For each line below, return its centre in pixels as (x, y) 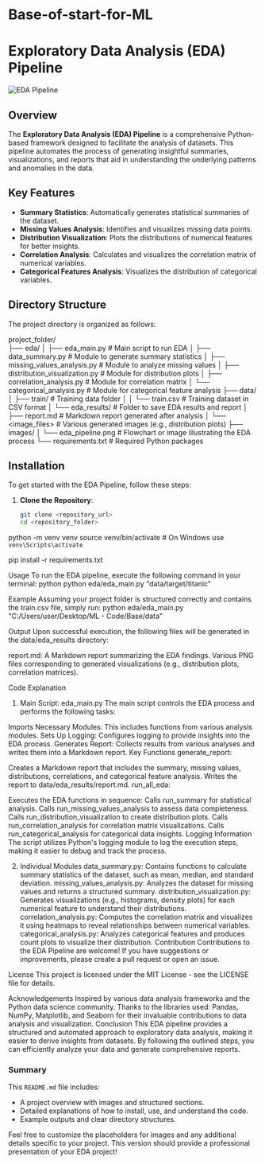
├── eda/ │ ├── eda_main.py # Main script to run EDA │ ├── (109, 348)
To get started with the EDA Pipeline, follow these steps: (100, 485)
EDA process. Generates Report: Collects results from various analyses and (132, 744)
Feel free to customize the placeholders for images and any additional (122, 1135)
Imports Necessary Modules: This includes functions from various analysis (130, 727)
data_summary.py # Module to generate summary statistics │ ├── (117, 356)
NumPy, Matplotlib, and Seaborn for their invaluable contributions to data (128, 1015)
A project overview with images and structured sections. (112, 1103)
